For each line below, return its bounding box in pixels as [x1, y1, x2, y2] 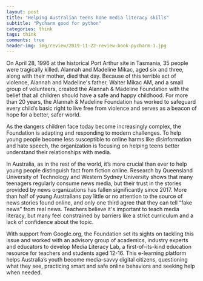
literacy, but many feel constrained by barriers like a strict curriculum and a [6, 212, 194, 219]
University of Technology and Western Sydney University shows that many [6, 173, 193, 180]
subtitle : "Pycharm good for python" [6, 20, 102, 26]
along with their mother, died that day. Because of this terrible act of [6, 72, 177, 80]
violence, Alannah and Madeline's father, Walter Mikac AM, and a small [6, 78, 184, 86]
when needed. [6, 268, 42, 276]
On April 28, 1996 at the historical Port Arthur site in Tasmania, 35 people [6, 59, 188, 67]
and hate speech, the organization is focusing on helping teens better [6, 142, 180, 149]
